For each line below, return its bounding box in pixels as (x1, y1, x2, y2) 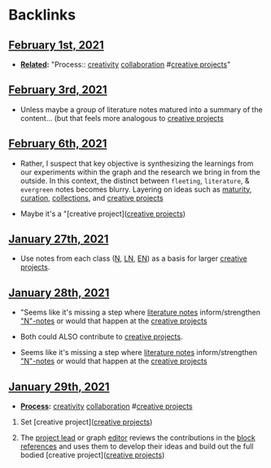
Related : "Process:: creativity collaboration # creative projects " (20, 59, 231, 69)
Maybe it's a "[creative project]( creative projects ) (20, 209, 186, 219)
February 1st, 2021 (8, 38, 104, 52)
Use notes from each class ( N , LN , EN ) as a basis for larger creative (20, 253, 247, 263)
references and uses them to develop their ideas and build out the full (20, 441, 254, 452)
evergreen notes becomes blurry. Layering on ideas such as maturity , (20, 184, 252, 194)
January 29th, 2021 (8, 379, 110, 393)
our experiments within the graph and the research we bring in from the (20, 167, 260, 176)
